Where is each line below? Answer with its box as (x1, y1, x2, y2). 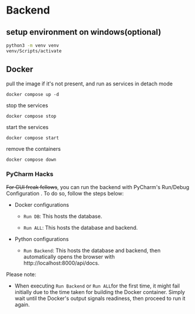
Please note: (6, 270, 37, 277)
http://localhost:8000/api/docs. (23, 259, 100, 266)
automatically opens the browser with (23, 253, 115, 260)
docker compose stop (6, 113, 57, 119)
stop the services (6, 101, 48, 109)
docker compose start (6, 135, 60, 141)
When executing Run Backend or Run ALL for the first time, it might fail (14, 282, 180, 289)
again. (14, 301, 30, 308)
